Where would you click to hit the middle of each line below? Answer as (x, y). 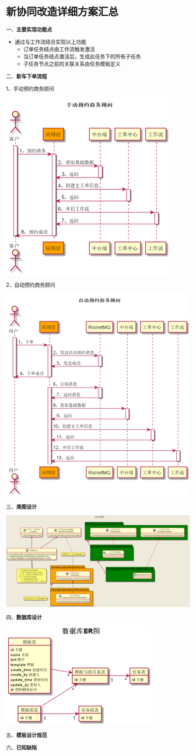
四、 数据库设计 (24, 617)
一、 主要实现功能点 (29, 29)
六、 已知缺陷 (21, 747)
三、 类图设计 (21, 507)
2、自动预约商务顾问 (31, 285)
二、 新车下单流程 (27, 76)
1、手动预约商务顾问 (30, 88)
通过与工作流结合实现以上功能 (50, 42)
